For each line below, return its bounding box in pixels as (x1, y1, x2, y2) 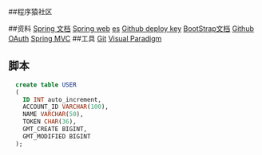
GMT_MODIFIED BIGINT (22, 132, 91, 141)
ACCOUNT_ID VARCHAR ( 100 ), (22, 103, 109, 111)
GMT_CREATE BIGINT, (22, 126, 88, 134)
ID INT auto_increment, (22, 95, 102, 103)
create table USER (15, 80, 77, 89)
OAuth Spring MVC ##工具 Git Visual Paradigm (8, 34, 162, 43)
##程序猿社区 (8, 7, 53, 16)
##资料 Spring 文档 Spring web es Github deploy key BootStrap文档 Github (8, 24, 254, 33)
